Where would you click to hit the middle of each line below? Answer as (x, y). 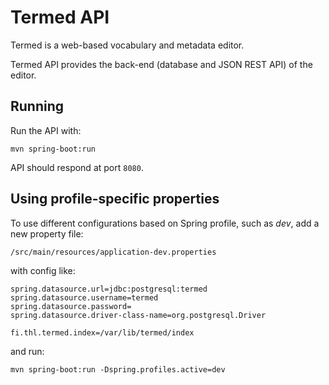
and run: (27, 351)
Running (37, 106)
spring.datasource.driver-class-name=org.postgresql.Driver (138, 315)
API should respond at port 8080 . (77, 167)
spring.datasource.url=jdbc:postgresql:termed (109, 289)
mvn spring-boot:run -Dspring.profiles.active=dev (118, 369)
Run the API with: (46, 130)
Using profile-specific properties (115, 199)
